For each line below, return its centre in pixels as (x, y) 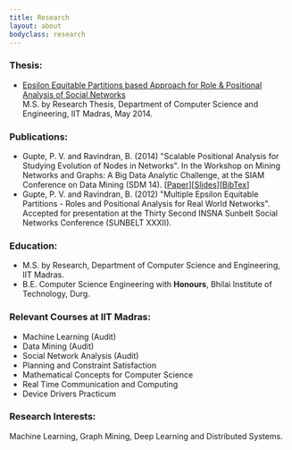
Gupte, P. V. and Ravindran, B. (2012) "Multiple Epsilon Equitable (140, 194)
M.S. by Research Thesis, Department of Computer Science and (140, 104)
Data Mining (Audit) (58, 346)
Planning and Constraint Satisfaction (89, 365)
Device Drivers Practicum (69, 394)
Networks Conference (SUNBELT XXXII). (97, 222)
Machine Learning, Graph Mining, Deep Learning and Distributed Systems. (146, 436)
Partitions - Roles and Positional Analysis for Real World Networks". (146, 203)
